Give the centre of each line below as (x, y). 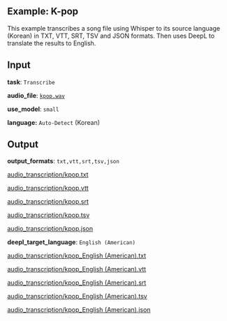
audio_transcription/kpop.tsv (49, 215)
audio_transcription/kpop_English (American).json (79, 310)
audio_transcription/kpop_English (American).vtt (77, 269)
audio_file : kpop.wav (36, 95)
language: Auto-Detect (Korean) (53, 122)
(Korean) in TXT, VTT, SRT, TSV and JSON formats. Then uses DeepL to (111, 36)
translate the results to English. (52, 43)
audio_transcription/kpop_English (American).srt (77, 283)
